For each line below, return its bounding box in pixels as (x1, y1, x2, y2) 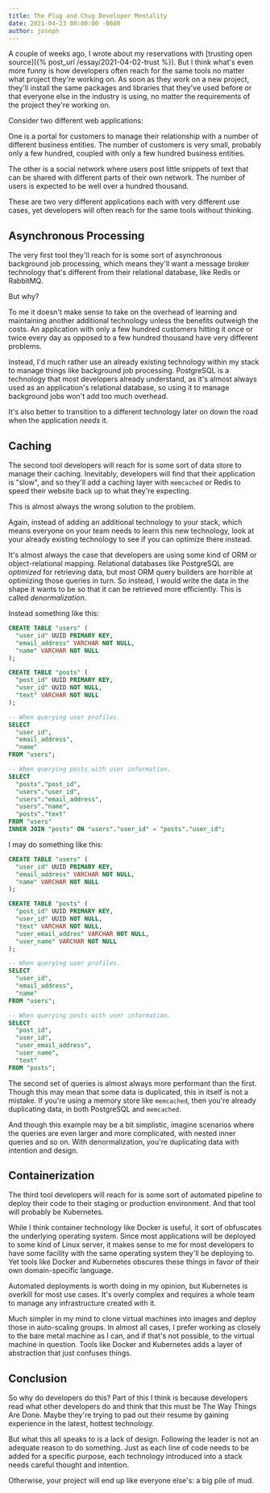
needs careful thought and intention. (8, 1460, 130, 1470)
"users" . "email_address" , (15, 795, 103, 803)
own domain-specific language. (8, 1266, 114, 1275)
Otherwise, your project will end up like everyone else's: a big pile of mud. (8, 1476, 254, 1486)
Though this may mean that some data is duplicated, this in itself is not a (8, 1087, 248, 1096)
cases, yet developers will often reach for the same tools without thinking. (8, 206, 254, 215)
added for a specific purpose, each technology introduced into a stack (8, 1452, 243, 1462)
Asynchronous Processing (8, 229, 145, 243)
